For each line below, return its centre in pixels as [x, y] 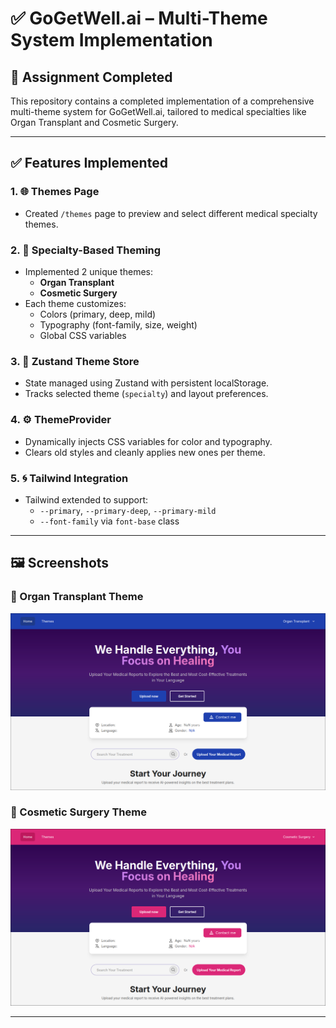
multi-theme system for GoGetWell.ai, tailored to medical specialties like [158, 111]
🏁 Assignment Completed [91, 77]
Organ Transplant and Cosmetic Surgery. [94, 122]
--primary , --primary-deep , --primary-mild [128, 510]
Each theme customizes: [75, 303]
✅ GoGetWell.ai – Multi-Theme [139, 18]
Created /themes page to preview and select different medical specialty [171, 213]
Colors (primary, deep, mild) [98, 314]
